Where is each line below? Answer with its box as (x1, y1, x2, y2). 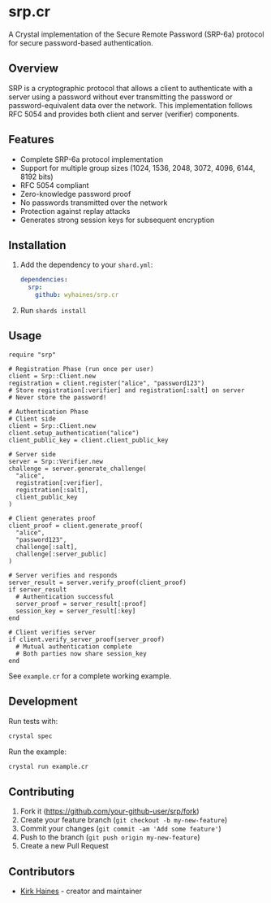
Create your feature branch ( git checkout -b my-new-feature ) (19, 815, 228, 825)
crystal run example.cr (8, 762, 89, 770)
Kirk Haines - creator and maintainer (19, 886, 142, 896)
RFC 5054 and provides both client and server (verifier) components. (8, 109, 239, 119)
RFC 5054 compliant (19, 180, 89, 190)
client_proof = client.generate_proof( (8, 521, 144, 530)
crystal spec (8, 731, 53, 740)
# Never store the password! (8, 393, 107, 401)
